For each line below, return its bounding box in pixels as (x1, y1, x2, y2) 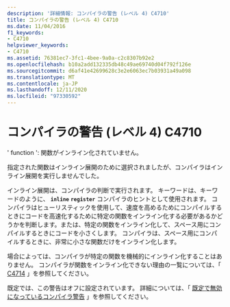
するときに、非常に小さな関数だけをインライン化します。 (18, 237, 181, 245)
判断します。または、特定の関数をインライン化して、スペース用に (25, 220, 209, 228)
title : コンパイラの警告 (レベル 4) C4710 (7, 16, 118, 23)
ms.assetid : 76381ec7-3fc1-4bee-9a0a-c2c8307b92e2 (7, 55, 155, 62)
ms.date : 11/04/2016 (7, 23, 66, 29)
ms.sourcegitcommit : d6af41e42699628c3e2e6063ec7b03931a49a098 (7, 67, 192, 74)
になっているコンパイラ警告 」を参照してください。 (7, 292, 153, 300)
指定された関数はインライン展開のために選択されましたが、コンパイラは (7, 162, 211, 171)
